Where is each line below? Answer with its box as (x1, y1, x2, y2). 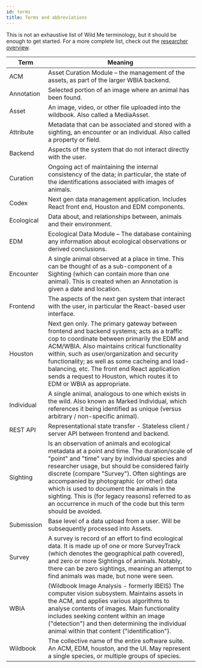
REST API (9, 426, 36, 434)
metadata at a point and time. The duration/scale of (47, 447, 193, 455)
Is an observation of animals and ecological (47, 439, 171, 447)
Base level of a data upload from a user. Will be (47, 517, 181, 525)
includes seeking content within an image (47, 611, 165, 620)
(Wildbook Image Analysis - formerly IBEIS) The (47, 581, 185, 590)
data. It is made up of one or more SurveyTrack (47, 541, 181, 550)
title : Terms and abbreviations (6, 14, 87, 20)
